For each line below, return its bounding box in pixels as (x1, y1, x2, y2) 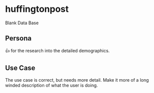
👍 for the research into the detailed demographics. (5, 47, 110, 53)
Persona (5, 34, 32, 43)
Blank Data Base (5, 20, 39, 26)
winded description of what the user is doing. (5, 82, 98, 88)
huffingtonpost (5, 3, 69, 15)
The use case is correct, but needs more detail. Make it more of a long (5, 77, 149, 83)
